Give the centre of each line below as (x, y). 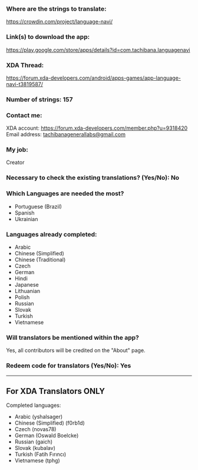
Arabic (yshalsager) (39, 417)
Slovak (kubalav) (35, 448)
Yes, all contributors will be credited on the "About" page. (76, 350)
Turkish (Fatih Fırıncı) (40, 454)
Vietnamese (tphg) (37, 461)
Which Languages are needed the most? (65, 193)
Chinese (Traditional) (40, 259)
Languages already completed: (52, 234)
